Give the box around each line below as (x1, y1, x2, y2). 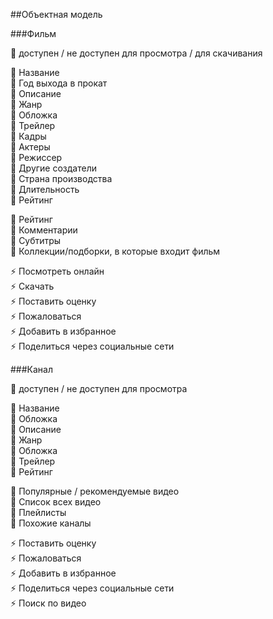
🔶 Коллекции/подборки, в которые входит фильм (10, 245, 221, 257)
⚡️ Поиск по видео (10, 597, 87, 609)
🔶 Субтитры (10, 235, 62, 246)
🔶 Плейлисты (10, 507, 67, 518)
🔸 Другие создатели (10, 162, 98, 174)
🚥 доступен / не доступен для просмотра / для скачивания (10, 47, 263, 59)
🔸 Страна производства (10, 173, 113, 184)
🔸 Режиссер (10, 152, 63, 163)
